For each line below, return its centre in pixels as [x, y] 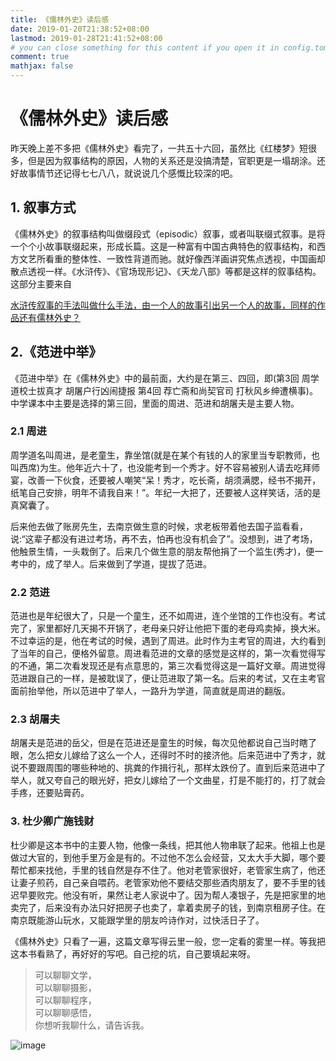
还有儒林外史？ [49, 317]
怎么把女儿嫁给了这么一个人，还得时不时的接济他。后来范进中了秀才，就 [176, 755]
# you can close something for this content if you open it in [145, 47]
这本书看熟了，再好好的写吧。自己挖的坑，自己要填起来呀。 [133, 953]
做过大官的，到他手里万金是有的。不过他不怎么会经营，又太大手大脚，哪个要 [168, 857]
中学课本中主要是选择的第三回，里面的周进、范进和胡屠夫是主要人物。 [155, 403]
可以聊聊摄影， [65, 987]
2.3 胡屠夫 [35, 719]
